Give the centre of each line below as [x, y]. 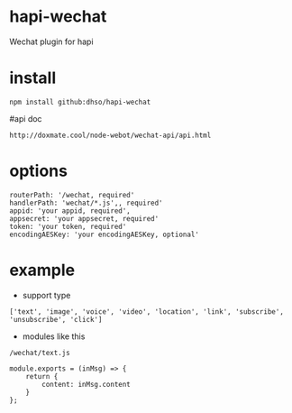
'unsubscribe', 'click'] [56, 319]
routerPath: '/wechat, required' [72, 195]
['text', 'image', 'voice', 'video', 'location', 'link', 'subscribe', [146, 312]
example [42, 270]
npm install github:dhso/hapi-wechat [80, 102]
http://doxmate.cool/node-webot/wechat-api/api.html [110, 135]
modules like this [54, 336]
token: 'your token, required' [68, 226]
